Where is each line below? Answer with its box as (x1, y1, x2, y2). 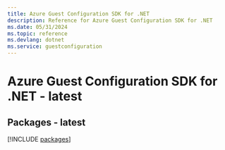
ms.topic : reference (7, 30, 68, 37)
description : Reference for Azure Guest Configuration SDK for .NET (7, 17, 213, 24)
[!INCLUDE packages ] (7, 135, 71, 143)
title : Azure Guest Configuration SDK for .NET (7, 10, 150, 18)
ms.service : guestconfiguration (7, 43, 102, 50)
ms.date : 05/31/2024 (7, 23, 68, 30)
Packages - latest (7, 116, 86, 128)
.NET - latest (7, 89, 83, 104)
